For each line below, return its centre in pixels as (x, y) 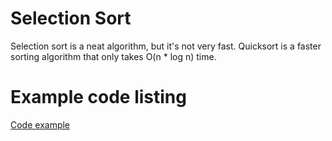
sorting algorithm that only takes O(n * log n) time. (113, 56)
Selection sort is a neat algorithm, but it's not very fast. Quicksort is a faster (166, 46)
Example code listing (98, 97)
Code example (40, 124)
